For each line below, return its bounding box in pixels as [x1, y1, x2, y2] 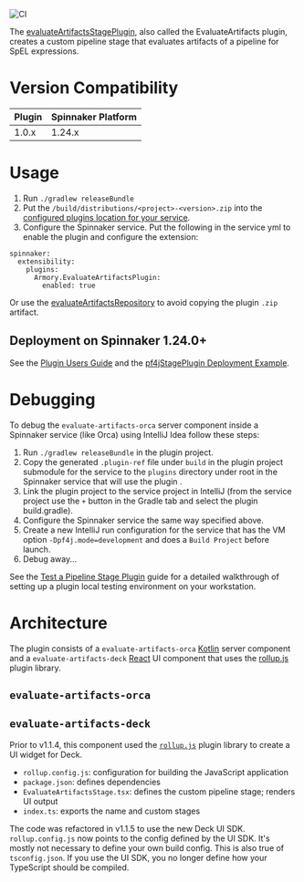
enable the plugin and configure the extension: [22, 231, 199, 242]
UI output [22, 795, 58, 806]
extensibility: [17, 256, 76, 266]
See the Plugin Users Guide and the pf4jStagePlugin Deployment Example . [9, 357, 290, 368]
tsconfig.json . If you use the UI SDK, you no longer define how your [9, 852, 267, 863]
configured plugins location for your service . [22, 212, 191, 223]
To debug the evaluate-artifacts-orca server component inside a [9, 420, 258, 431]
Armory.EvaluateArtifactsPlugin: [33, 273, 162, 282]
